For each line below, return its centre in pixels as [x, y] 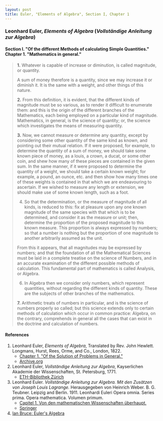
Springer [28, 408]
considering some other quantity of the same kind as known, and [82, 140]
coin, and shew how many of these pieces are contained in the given [86, 161]
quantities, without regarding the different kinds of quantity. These [91, 288]
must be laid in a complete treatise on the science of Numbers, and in [87, 258]
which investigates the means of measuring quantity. [70, 126]
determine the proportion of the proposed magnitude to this [84, 222]
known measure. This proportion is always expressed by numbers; [91, 227]
